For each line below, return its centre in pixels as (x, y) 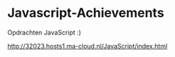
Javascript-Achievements (86, 13)
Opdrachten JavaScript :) (44, 32)
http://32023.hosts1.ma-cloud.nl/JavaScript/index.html (87, 46)
